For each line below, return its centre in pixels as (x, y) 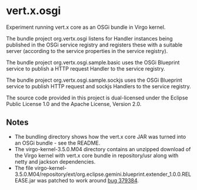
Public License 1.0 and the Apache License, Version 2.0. (74, 104)
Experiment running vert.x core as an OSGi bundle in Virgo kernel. (86, 27)
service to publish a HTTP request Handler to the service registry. (86, 68)
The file (24, 168)
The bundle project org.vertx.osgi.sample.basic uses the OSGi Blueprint (93, 62)
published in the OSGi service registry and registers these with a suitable (94, 45)
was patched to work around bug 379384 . (88, 180)
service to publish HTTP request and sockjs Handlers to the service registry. (98, 86)
